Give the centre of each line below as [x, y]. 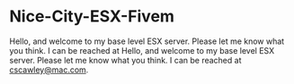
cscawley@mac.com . [49, 70]
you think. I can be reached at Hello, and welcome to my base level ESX [142, 50]
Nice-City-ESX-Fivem [92, 17]
